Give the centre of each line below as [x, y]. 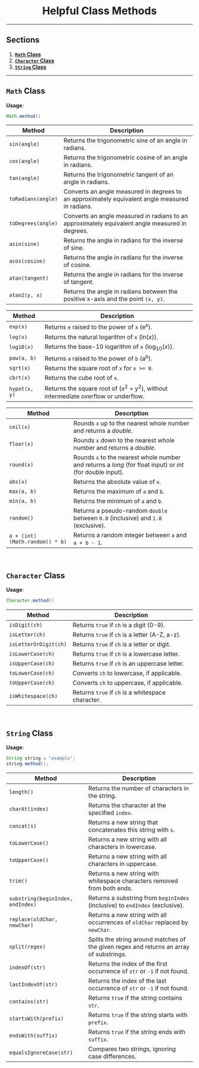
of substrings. [107, 954]
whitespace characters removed [133, 881]
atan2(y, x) [26, 295]
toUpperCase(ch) [32, 683]
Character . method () [30, 601]
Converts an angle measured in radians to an [126, 216]
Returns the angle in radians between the [120, 291]
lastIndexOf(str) [33, 984]
